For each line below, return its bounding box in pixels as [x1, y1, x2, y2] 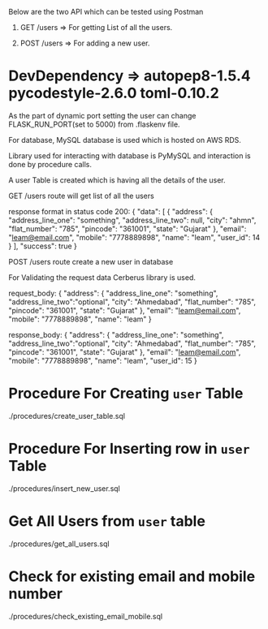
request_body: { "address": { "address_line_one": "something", [8, 288, 218, 298]
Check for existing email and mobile [8, 567, 256, 585]
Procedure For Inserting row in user [8, 440, 250, 458]
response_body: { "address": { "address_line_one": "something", [8, 330, 224, 339]
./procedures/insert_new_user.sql [8, 483, 120, 493]
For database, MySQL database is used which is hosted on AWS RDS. [8, 135, 242, 144]
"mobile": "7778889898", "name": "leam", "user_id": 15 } [8, 355, 197, 365]
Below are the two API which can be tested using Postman [8, 7, 204, 16]
